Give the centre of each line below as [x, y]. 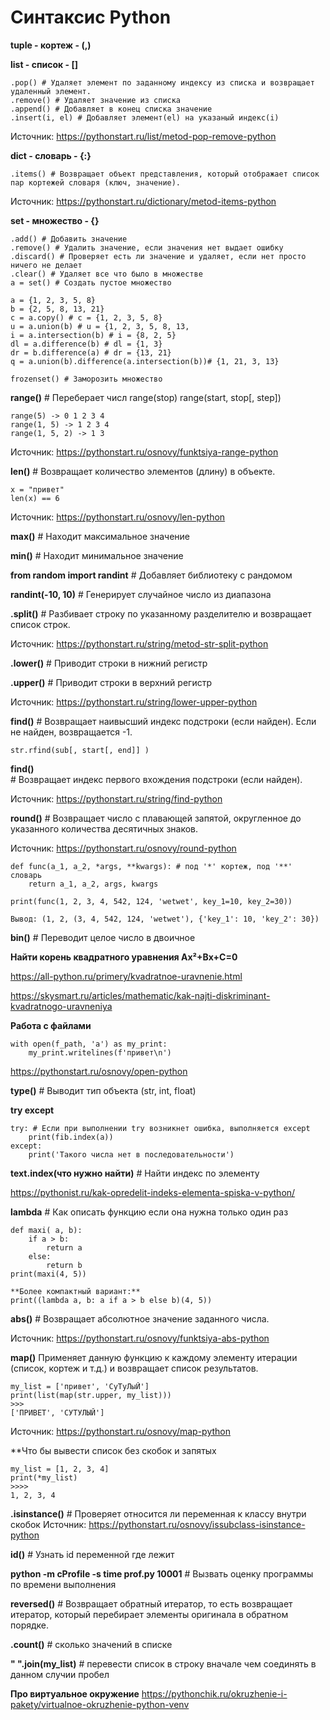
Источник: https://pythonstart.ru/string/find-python [116, 798]
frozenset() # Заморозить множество [86, 379]
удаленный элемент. [51, 91]
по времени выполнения [63, 1584]
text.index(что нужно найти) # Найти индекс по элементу [135, 1173]
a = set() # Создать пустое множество [91, 282]
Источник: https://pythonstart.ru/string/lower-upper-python [134, 702]
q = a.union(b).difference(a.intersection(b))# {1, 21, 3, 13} [145, 361]
